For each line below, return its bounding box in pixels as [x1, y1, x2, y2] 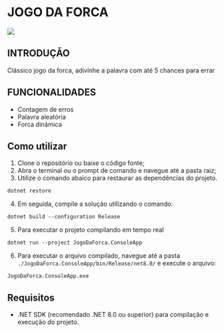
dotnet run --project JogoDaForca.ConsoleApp [7, 240, 142, 247]
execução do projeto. [17, 318, 79, 327]
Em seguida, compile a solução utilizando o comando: [17, 200, 174, 208]
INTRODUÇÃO [7, 47, 70, 60]
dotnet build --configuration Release [7, 214, 120, 221]
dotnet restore [7, 188, 52, 195]
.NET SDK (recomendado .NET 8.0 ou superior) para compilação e [17, 311, 209, 319]
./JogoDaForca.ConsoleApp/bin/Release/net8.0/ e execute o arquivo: [17, 259, 216, 268]
